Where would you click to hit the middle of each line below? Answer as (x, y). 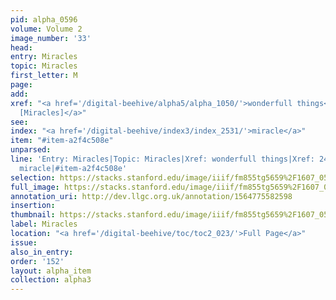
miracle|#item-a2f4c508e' (73, 168)
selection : (33, 177)
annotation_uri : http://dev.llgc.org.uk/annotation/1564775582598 (151, 196)
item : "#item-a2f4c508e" (62, 141)
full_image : (35, 187)
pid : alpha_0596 (44, 19)
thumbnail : (33, 215)
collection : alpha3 (51, 280)
